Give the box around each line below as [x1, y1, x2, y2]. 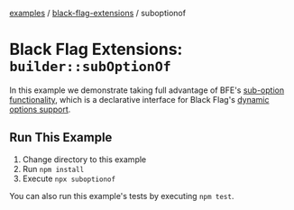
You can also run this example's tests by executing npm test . [9, 190, 234, 201]
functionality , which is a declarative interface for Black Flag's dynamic [9, 94, 270, 105]
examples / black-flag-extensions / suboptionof [9, 8, 187, 18]
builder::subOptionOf [9, 59, 171, 76]
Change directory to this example [22, 153, 147, 165]
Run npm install [22, 163, 85, 174]
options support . [9, 104, 71, 114]
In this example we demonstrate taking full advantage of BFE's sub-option [9, 85, 285, 96]
